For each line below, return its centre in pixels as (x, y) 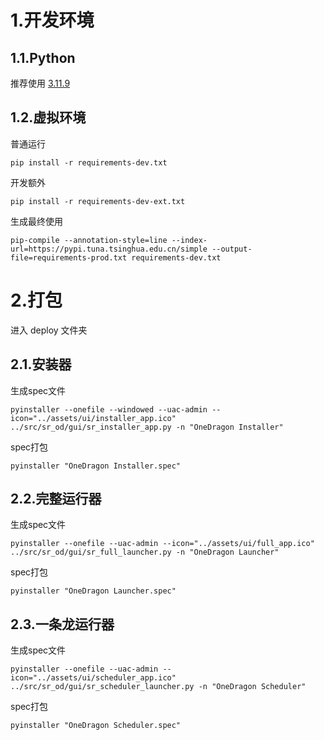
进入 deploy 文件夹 (49, 330)
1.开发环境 (52, 20)
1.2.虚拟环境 (48, 117)
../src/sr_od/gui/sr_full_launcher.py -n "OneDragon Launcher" (145, 552)
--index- (189, 240)
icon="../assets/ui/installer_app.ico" (93, 418)
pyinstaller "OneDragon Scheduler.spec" (96, 726)
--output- (232, 249)
